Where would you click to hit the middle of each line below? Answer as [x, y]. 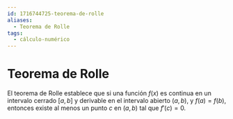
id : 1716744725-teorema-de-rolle [56, 14]
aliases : [20, 20]
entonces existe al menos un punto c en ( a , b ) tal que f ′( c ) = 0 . [97, 108]
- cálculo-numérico [42, 40]
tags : [15, 33]
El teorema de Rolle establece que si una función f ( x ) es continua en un [110, 93]
